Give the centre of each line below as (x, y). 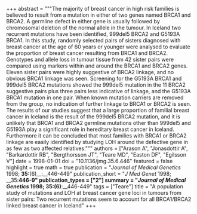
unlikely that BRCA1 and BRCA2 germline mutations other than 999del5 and (98, 123)
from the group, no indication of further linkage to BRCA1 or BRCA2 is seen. (99, 104)
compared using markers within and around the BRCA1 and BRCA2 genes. (97, 66)
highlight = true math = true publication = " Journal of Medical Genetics (93, 167)
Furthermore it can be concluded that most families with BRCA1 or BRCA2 (96, 136)
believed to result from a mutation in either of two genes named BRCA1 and (98, 15)
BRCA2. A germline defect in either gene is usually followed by (83, 21)
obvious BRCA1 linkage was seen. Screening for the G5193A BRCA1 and (94, 78)
